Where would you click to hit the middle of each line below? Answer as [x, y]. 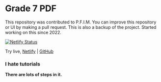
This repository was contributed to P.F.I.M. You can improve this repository [81, 22]
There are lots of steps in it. [34, 75]
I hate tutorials [23, 64]
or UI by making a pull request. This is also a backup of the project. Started [81, 27]
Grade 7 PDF [31, 9]
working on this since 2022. [33, 32]
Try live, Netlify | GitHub [29, 51]
